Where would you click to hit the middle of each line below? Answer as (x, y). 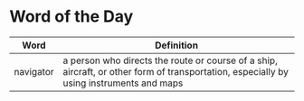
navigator (34, 71)
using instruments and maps (123, 83)
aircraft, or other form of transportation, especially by (176, 71)
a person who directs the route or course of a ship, (170, 60)
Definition (177, 45)
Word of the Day (71, 17)
